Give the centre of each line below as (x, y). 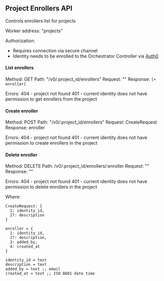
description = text (26, 265)
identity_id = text (26, 260)
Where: (13, 197)
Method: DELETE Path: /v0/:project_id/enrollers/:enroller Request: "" (77, 166)
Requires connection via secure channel (55, 50)
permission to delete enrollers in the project (51, 187)
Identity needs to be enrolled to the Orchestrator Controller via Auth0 (86, 56)
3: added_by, (24, 242)
